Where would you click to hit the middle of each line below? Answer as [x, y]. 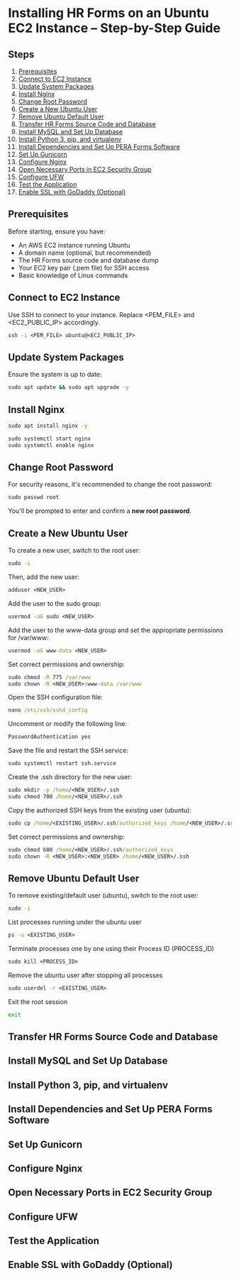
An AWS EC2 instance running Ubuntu [74, 245]
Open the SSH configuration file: [55, 698]
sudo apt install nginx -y [48, 426]
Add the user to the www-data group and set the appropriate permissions [116, 630]
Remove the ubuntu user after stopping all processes [85, 975]
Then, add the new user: [44, 577]
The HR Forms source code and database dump [88, 260]
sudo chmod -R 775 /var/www [50, 677]
